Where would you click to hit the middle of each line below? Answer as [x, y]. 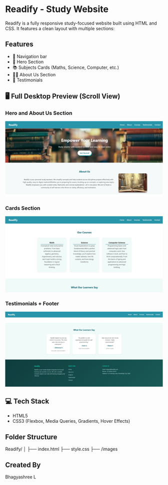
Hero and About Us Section [39, 113]
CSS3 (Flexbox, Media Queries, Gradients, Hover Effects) [71, 421]
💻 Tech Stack [27, 401]
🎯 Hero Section [28, 62]
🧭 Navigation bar [30, 56]
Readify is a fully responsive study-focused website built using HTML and [81, 23]
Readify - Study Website [57, 9]
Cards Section [23, 208]
